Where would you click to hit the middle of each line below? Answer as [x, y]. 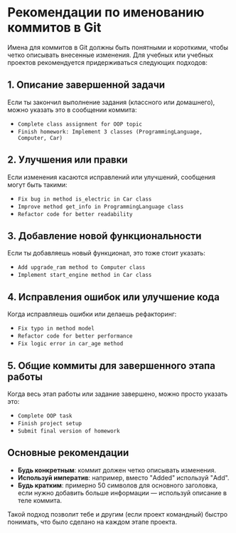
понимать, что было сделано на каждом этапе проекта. [92, 522]
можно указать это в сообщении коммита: [72, 110]
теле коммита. [40, 500]
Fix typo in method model [56, 329]
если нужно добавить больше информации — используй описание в [122, 492]
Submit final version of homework [69, 431]
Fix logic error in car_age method [70, 344]
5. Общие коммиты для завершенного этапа [111, 366]
